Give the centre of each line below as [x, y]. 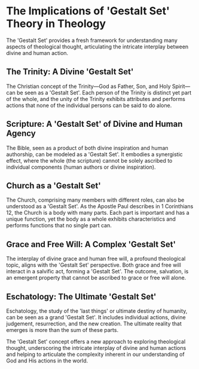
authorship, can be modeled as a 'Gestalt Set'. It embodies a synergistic [95, 154]
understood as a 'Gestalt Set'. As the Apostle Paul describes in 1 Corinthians [100, 206]
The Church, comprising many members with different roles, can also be [95, 200]
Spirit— [181, 86]
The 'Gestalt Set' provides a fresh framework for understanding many [92, 40]
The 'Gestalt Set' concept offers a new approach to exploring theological [96, 341]
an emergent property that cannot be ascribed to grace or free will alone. [96, 278]
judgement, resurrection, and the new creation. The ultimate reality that [94, 324]
